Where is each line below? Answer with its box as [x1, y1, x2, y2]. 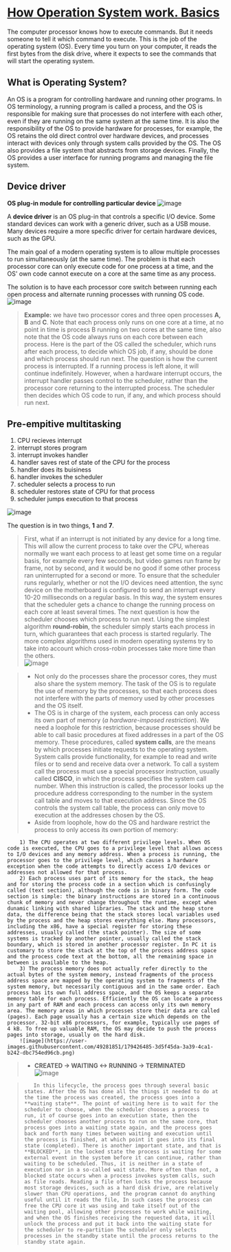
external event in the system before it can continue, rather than [23, 1154, 221, 1161]
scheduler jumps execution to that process [16, 495, 139, 503]
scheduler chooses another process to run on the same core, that [23, 1119, 219, 1125]
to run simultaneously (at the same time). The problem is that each [7, 254, 196, 263]
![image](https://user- [19, 1037, 88, 1044]
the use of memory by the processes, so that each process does [34, 687, 218, 695]
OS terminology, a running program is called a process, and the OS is [7, 102, 203, 111]
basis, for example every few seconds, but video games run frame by [23, 557, 221, 565]
